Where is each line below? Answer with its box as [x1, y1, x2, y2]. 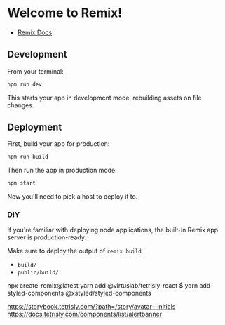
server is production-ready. [7, 233, 86, 241]
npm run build [7, 153, 49, 161]
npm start [7, 180, 36, 187]
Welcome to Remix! [7, 5, 123, 21]
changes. [7, 100, 34, 110]
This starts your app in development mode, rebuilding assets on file [7, 93, 202, 102]
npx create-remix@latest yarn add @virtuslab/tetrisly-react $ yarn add [7, 281, 211, 290]
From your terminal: [7, 67, 64, 75]
